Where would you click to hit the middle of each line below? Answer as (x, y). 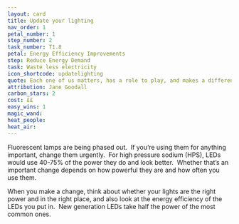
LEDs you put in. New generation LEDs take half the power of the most (111, 206)
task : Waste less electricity (52, 67)
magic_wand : (25, 113)
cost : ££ (20, 101)
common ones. (29, 214)
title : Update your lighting (51, 21)
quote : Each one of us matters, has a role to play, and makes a (106, 80)
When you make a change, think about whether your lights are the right (112, 191)
